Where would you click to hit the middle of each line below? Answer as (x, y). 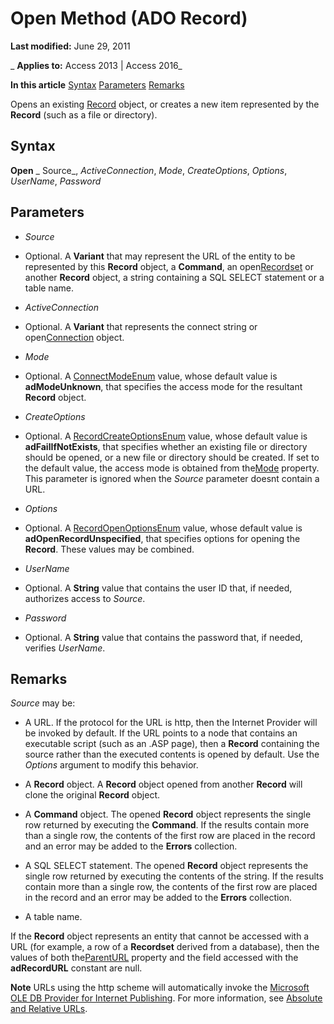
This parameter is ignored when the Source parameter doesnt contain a (172, 478)
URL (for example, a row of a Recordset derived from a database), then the (165, 947)
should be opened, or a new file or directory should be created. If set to (172, 457)
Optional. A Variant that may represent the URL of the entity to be (160, 256)
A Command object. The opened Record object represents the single (168, 814)
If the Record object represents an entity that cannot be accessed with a (160, 936)
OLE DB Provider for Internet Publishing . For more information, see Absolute (166, 998)
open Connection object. (74, 337)
